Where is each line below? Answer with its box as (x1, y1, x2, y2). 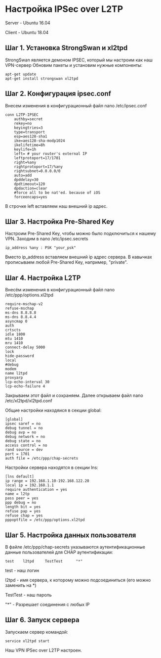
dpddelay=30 (14, 177, 39, 182)
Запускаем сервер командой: (5, 629, 68, 635)
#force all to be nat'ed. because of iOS (14, 190, 100, 195)
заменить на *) (5, 582, 37, 588)
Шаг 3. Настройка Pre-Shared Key (5, 217, 115, 226)
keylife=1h (14, 147, 37, 152)
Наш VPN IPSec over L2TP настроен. (5, 647, 82, 653)
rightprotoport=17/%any (14, 164, 63, 169)
